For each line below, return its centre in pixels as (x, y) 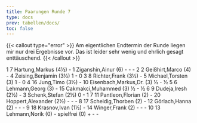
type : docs (20, 17)
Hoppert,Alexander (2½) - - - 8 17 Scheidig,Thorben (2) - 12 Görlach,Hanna (99, 102)
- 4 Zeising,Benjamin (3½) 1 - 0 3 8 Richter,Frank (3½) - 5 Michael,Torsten (97, 76)
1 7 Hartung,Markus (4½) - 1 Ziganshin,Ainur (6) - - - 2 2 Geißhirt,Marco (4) (98, 70)
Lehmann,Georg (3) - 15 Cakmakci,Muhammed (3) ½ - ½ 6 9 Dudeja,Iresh (97, 89)
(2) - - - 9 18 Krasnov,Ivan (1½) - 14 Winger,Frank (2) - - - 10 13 (83, 107)
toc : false (20, 28)
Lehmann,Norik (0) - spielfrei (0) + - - (53, 114)
